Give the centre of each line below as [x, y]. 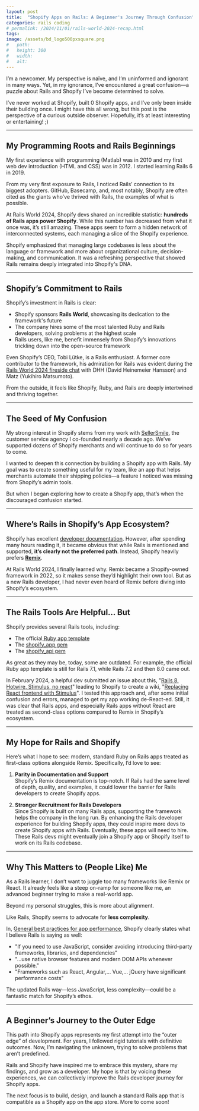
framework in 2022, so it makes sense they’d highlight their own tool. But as [99, 575]
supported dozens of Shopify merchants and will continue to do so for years [99, 445]
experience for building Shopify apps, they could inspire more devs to [100, 824]
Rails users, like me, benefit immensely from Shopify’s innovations [95, 340]
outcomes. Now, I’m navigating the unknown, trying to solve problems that [97, 1047]
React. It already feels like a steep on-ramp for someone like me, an [89, 888]
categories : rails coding [38, 23]
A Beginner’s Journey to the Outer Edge [81, 1020]
